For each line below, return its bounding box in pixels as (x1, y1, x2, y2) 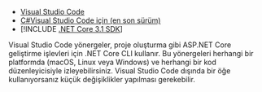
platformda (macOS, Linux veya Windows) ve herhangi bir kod (8, 57, 217, 67)
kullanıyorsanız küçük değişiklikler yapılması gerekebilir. (8, 75, 195, 84)
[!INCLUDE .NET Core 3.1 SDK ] (20, 24, 124, 33)
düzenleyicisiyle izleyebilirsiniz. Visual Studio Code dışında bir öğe (8, 66, 231, 76)
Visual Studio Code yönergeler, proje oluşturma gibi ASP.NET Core (8, 40, 232, 50)
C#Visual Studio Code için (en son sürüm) (20, 15, 161, 25)
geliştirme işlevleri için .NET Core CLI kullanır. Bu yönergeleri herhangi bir (8, 49, 254, 58)
